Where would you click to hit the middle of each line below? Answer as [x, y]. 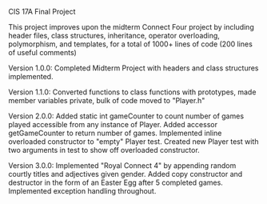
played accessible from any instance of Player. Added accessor [113, 124]
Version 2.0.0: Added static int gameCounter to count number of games [126, 116]
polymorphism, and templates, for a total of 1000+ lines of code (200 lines [131, 44]
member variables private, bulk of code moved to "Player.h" [107, 100]
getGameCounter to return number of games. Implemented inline [115, 133]
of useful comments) [43, 52]
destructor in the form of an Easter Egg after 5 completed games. [116, 182]
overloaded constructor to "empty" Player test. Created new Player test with [133, 142]
